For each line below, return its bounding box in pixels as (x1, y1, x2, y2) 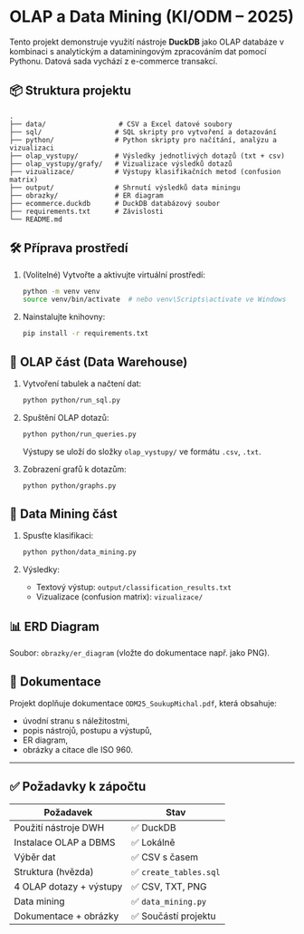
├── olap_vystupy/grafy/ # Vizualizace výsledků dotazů (9, 159, 233, 169)
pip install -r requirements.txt (22, 329, 149, 338)
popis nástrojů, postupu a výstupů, (22, 725, 152, 735)
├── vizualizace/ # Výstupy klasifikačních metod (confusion (9, 167, 281, 176)
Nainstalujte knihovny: (22, 311, 106, 323)
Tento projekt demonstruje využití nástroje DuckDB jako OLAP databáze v (9, 36, 285, 47)
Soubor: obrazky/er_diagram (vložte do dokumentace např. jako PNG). (9, 647, 270, 658)
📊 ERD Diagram (9, 618, 100, 634)
